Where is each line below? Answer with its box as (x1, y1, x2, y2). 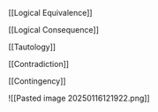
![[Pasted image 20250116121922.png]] (8, 93, 151, 103)
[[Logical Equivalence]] (8, 8, 94, 18)
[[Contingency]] (8, 76, 67, 86)
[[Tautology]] (8, 41, 56, 52)
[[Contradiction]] (8, 59, 70, 69)
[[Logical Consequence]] (8, 25, 99, 34)
